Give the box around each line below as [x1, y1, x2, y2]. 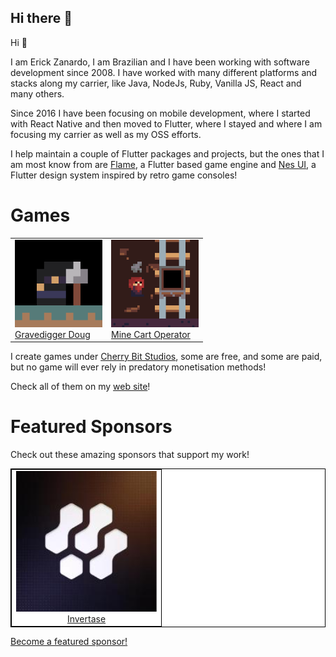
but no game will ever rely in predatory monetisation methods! [10, 361, 267, 373]
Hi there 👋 [10, 10, 73, 27]
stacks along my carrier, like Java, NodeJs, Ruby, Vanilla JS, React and [10, 77, 302, 89]
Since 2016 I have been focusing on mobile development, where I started [10, 107, 311, 119]
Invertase [66, 612, 107, 625]
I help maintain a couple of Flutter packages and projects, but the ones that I [10, 147, 325, 160]
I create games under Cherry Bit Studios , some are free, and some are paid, [10, 351, 323, 362]
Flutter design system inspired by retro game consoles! [10, 169, 238, 181]
